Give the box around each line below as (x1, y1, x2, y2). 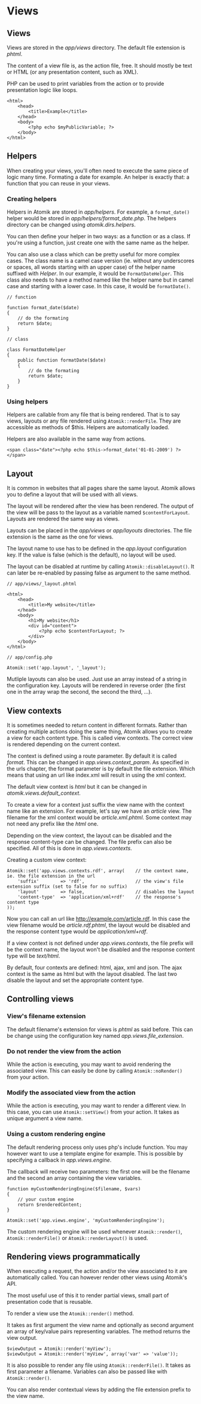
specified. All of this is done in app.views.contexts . (7, 845, 132, 852)
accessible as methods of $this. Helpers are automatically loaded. (7, 424, 170, 431)
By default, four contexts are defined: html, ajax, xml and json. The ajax (7, 964, 182, 971)
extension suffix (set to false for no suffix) (7, 884, 128, 890)
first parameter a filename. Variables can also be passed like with (7, 1368, 167, 1375)
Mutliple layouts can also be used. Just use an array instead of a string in (7, 675, 187, 682)
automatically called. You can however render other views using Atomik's (7, 1274, 187, 1281)
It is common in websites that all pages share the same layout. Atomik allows (7, 484, 196, 492)
